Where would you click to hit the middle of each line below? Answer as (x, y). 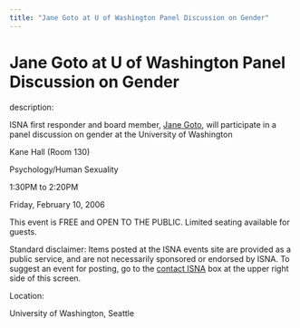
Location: (27, 295)
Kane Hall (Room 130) (50, 151)
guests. (24, 231)
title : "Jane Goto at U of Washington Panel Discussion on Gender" (140, 18)
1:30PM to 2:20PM (44, 187)
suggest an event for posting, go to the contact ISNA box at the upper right (149, 268)
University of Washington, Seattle (72, 313)
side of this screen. (45, 278)
